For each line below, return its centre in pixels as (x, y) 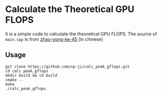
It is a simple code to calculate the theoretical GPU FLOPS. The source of (81, 34)
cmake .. (14, 80)
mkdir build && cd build (31, 75)
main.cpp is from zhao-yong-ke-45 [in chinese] (54, 39)
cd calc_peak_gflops (27, 71)
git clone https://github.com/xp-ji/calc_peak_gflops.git (67, 66)
